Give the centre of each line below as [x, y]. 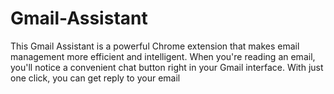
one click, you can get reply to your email [95, 78]
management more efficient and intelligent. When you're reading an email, [163, 56]
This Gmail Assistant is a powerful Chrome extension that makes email [155, 46]
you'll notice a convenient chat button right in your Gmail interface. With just [167, 67]
